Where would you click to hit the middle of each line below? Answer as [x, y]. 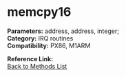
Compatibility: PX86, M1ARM [49, 45]
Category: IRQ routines [40, 38]
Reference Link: [30, 58]
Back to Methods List [37, 66]
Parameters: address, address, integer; [63, 31]
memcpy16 [39, 12]
